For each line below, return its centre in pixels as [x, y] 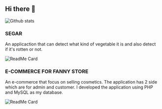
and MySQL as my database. [34, 92]
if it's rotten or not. [24, 49]
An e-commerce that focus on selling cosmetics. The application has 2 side [81, 82]
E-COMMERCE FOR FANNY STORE [47, 71]
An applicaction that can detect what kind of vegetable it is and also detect [81, 44]
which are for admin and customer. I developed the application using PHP [79, 87]
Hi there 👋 [20, 9]
